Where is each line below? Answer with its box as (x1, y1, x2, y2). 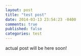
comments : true (5, 21, 38, 27)
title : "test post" (5, 12, 47, 17)
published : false (5, 26, 42, 32)
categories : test (5, 31, 42, 36)
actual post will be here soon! (5, 45, 67, 51)
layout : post (5, 7, 33, 13)
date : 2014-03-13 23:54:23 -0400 (5, 17, 76, 22)
